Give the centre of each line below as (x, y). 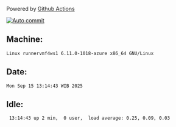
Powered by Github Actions (40, 9)
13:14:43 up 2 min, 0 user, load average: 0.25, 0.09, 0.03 (90, 118)
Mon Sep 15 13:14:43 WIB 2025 (45, 86)
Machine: (25, 40)
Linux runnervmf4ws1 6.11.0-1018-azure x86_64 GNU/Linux (80, 53)
